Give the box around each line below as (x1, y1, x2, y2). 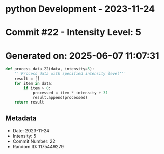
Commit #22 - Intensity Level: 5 (5, 27, 142, 38)
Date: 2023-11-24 (12, 127, 50, 134)
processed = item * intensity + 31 (32, 90, 108, 95)
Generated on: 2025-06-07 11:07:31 (5, 49, 159, 61)
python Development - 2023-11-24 (5, 3, 155, 15)
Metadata (5, 114, 37, 122)
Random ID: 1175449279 (12, 144, 64, 150)
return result (14, 100, 44, 105)
